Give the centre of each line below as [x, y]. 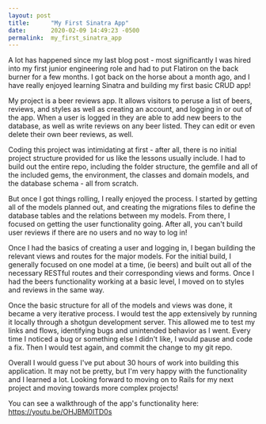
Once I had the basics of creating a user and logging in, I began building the [132, 248]
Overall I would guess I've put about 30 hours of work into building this [123, 363]
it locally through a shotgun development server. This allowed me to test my [132, 323]
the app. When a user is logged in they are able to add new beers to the [125, 118]
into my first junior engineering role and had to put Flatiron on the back [123, 69]
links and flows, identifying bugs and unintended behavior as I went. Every [129, 330]
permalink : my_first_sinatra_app [65, 38]
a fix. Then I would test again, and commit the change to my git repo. [120, 348]
